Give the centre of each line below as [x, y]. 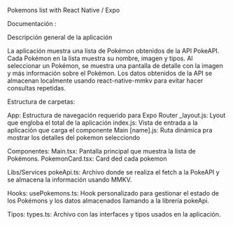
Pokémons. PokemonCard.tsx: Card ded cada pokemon [87, 158]
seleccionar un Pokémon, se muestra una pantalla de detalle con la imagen [115, 66]
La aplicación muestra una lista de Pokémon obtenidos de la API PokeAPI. [113, 51]
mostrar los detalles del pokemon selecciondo [74, 137]
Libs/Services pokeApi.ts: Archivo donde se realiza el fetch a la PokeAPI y [113, 172]
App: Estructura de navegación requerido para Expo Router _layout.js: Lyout [116, 115]
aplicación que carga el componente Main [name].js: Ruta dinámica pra [110, 130]
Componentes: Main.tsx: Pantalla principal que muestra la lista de [101, 151]
